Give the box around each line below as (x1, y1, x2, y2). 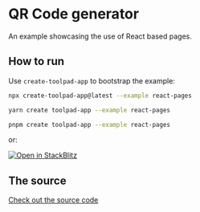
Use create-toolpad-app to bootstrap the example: (8, 75, 175, 85)
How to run (8, 55, 65, 68)
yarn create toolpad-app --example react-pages (8, 106, 171, 114)
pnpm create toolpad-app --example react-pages (8, 120, 171, 128)
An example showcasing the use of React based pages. (8, 31, 193, 41)
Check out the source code (8, 195, 99, 205)
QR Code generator (8, 5, 139, 23)
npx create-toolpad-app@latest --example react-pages (8, 92, 193, 100)
